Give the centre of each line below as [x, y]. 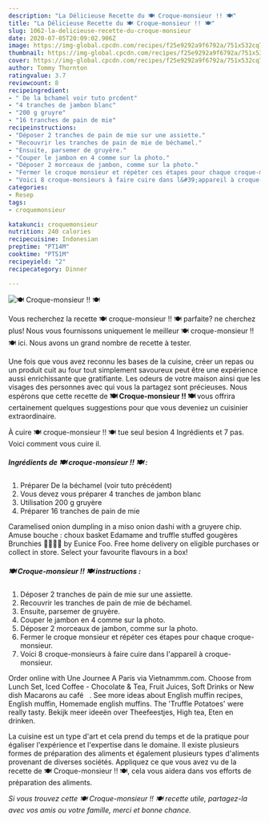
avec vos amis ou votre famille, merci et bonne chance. [100, 810]
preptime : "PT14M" [39, 247]
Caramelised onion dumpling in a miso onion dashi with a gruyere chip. [125, 527]
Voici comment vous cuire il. [55, 443]
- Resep [21, 195]
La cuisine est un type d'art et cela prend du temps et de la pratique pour [129, 736]
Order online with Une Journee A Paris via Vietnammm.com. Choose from [130, 678]
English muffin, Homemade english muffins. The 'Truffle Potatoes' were [126, 704]
